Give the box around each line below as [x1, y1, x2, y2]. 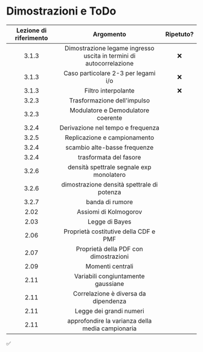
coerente [96, 113, 123, 122]
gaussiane [94, 279, 124, 288]
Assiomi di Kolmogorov [77, 207, 143, 216]
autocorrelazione [85, 59, 134, 67]
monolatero [93, 170, 126, 179]
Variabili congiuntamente [74, 271, 145, 280]
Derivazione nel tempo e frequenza [59, 123, 160, 131]
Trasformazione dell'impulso [69, 96, 150, 104]
